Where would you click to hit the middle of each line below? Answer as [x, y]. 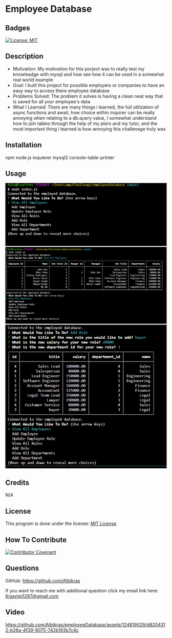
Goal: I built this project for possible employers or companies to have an [89, 85]
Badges [18, 28]
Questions [22, 568]
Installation [24, 145]
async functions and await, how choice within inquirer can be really [84, 112]
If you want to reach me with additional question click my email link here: [82, 590]
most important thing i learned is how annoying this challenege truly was [89, 129]
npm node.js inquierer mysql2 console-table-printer [60, 157]
